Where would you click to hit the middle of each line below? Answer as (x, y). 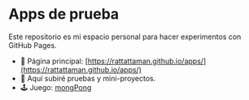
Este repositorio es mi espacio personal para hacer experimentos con (125, 37)
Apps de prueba (64, 14)
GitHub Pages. (33, 45)
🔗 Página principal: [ (54, 61)
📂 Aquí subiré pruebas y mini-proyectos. (88, 78)
